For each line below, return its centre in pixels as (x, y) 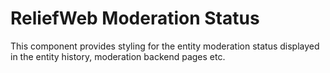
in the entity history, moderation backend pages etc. (118, 56)
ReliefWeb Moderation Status (135, 18)
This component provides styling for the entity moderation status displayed (165, 46)
